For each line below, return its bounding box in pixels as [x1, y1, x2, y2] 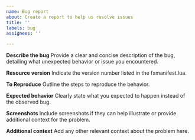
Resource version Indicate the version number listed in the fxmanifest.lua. [6, 69, 187, 76]
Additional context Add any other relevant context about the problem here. [6, 128, 190, 135]
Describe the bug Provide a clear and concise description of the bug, [6, 52, 175, 59]
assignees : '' [6, 31, 41, 36]
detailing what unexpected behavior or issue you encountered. [6, 58, 158, 65]
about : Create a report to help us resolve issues [6, 14, 134, 20]
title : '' [6, 19, 31, 25]
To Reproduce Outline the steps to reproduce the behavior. [6, 81, 150, 88]
